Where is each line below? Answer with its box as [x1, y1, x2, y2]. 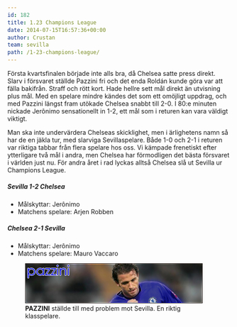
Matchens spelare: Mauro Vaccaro [17, 249, 118, 257]
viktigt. [7, 114, 28, 123]
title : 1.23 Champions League [7, 18, 97, 26]
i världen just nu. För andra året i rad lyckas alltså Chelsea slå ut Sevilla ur [7, 158, 223, 167]
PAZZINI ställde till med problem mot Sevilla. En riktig [25, 304, 181, 312]
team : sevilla [7, 41, 50, 49]
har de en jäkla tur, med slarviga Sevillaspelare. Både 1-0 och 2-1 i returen [7, 135, 223, 144]
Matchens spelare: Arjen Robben [17, 207, 114, 216]
